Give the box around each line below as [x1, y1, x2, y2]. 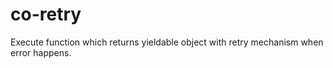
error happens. [10, 46, 72, 58]
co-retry [10, 3, 82, 26]
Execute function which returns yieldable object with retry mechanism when [10, 36, 324, 48]
